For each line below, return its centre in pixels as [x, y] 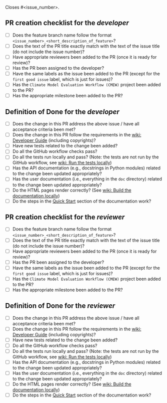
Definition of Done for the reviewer [60, 306]
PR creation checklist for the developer [67, 23]
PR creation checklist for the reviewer [65, 217]
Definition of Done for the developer [62, 112]
